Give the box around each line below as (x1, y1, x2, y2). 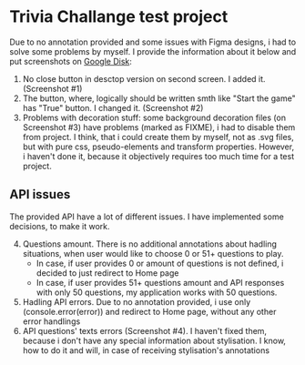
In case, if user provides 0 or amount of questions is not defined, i (36, 258, 284, 269)
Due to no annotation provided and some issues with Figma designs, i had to (9, 36, 297, 47)
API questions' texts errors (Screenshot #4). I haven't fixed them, (22, 325, 267, 336)
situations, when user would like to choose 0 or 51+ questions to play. (22, 248, 284, 259)
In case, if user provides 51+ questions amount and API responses (36, 277, 285, 288)
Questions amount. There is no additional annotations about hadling (22, 238, 278, 249)
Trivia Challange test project (9, 6, 229, 27)
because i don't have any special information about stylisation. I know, (22, 335, 287, 346)
